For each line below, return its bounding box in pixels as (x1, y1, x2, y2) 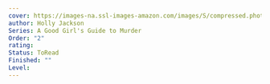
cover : (8, 11, 31, 20)
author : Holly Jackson (8, 19, 84, 27)
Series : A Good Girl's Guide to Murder (8, 26, 142, 34)
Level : (8, 64, 31, 72)
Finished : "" (8, 57, 52, 65)
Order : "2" (8, 34, 45, 42)
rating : (8, 42, 35, 50)
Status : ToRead (8, 49, 59, 57)
